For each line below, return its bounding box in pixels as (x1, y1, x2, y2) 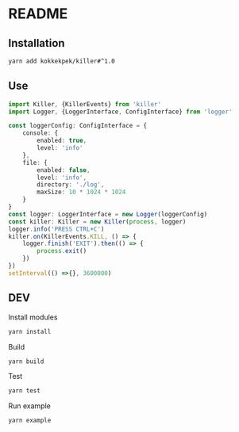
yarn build (8, 357, 44, 365)
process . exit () (37, 247, 87, 255)
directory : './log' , (37, 181, 105, 189)
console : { (22, 129, 59, 137)
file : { (22, 159, 48, 166)
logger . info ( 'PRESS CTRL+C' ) (8, 225, 105, 233)
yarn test (8, 387, 41, 395)
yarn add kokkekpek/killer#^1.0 (8, 57, 115, 65)
